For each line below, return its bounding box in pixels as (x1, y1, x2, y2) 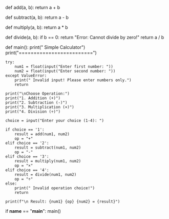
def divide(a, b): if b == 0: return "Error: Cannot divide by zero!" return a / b (5, 34, 164, 40)
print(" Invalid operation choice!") (14, 186, 95, 191)
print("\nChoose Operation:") (5, 91, 70, 96)
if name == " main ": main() (5, 208, 61, 214)
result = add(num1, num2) (14, 132, 70, 137)
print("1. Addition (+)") (5, 96, 60, 101)
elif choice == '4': (5, 168, 50, 173)
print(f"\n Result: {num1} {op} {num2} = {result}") (5, 199, 120, 204)
